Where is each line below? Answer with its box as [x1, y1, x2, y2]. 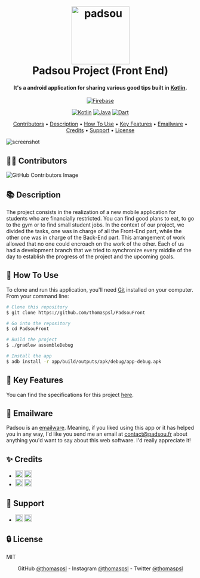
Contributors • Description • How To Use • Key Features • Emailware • [13, 120, 188, 128]
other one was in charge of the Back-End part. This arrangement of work [6, 234, 186, 241]
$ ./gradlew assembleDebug [6, 342, 73, 348]
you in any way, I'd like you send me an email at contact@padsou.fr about [6, 430, 188, 438]
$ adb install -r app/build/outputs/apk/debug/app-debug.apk [6, 359, 162, 365]
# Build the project [6, 337, 58, 343]
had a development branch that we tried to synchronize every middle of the [6, 247, 192, 254]
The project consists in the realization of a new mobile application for [6, 209, 176, 216]
